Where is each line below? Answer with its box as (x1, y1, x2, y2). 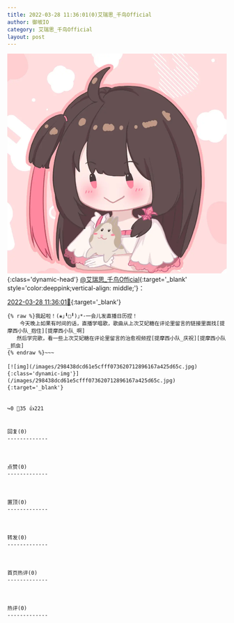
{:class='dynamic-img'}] (7, 370, 79, 377)
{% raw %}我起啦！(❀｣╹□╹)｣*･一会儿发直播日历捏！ (7, 313, 138, 320)
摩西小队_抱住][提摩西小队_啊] (7, 328, 86, 335)
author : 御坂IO (7, 18, 49, 26)
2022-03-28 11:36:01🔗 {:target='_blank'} (7, 298, 122, 306)
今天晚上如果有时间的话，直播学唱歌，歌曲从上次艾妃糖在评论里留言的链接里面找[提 (19, 320, 225, 327)
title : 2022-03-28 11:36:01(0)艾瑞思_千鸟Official (7, 11, 152, 18)
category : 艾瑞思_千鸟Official (7, 26, 93, 33)
